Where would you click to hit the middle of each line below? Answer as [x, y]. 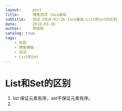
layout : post [24, 10]
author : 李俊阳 [25, 29]
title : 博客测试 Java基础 [36, 15]
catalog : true [20, 33]
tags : [11, 38]
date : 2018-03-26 [30, 24]
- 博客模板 [24, 47]
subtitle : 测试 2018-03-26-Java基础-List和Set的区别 [61, 19]
